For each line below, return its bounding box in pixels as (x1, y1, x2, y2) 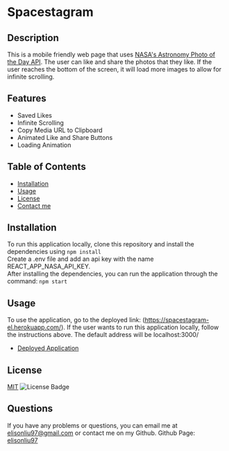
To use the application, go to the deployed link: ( (7, 316, 145, 324)
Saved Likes (17, 111, 52, 119)
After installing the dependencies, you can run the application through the (7, 269, 219, 278)
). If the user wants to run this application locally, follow (61, 323, 219, 331)
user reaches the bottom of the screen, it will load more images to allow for (7, 65, 222, 73)
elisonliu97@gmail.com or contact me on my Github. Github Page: (7, 429, 196, 437)
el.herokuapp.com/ (7, 323, 62, 331)
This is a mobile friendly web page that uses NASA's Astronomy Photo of (7, 50, 216, 58)
